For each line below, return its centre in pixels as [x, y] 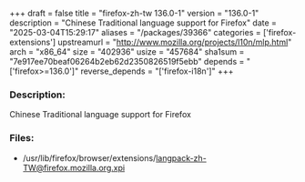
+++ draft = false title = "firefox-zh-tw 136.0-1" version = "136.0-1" [134, 13]
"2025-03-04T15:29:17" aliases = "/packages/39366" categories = [135, 32]
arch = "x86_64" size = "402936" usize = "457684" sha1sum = [127, 52]
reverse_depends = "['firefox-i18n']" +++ [157, 71]
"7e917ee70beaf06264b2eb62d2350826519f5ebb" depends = [127, 61]
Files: [22, 138]
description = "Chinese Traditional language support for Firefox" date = [143, 23]
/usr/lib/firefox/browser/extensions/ [89, 157]
